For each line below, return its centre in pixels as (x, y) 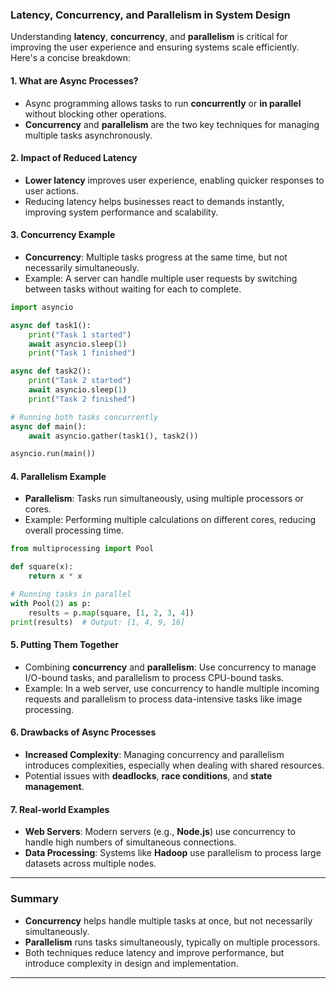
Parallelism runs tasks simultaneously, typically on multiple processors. (172, 942)
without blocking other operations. (95, 114)
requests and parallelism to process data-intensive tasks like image (163, 699)
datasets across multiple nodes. (90, 864)
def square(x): (42, 567)
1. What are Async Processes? (74, 80)
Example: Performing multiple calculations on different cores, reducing (170, 520)
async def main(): (48, 426)
